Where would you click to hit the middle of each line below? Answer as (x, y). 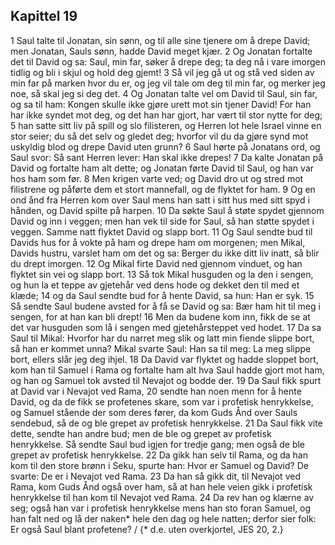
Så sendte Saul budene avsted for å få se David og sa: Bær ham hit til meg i (165, 306)
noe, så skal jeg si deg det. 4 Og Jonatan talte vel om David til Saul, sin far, (164, 93)
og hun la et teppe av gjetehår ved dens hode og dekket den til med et (155, 285)
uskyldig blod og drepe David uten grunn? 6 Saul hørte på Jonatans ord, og (165, 146)
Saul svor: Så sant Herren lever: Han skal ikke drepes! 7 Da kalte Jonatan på (167, 157)
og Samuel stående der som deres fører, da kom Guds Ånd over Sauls (154, 412)
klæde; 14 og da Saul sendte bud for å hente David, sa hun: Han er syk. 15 (162, 295)
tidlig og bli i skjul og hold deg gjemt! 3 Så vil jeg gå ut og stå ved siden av (162, 72)
